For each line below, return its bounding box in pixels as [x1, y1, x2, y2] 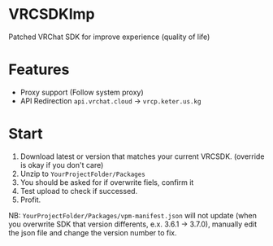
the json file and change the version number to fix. [8, 227, 177, 237]
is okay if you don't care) [19, 160, 104, 169]
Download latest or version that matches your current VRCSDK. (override [19, 152, 265, 161]
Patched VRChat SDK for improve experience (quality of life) [8, 32, 210, 42]
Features [8, 60, 70, 79]
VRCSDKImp [8, 5, 95, 24]
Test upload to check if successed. [19, 186, 138, 195]
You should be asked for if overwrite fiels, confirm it [19, 177, 194, 187]
